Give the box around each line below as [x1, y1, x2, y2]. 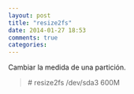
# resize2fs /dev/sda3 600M [27, 78, 121, 88]
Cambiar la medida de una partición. [8, 62, 126, 72]
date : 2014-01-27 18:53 [8, 26, 87, 34]
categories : [8, 41, 47, 49]
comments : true [8, 33, 58, 42]
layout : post [8, 11, 51, 20]
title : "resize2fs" [8, 19, 73, 27]
